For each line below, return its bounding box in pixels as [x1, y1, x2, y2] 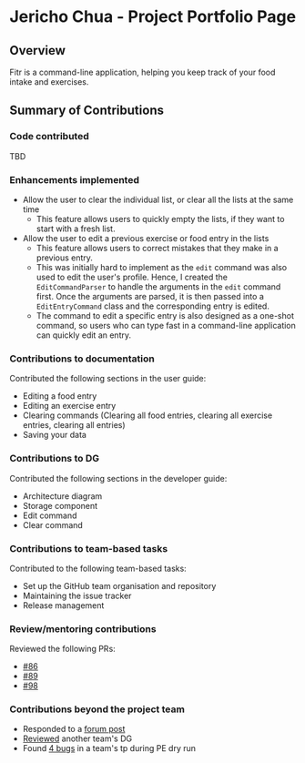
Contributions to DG [9, 453, 100, 465]
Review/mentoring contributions [9, 622, 157, 635]
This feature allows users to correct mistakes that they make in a [36, 242, 280, 253]
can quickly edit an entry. [36, 330, 132, 341]
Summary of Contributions [9, 103, 164, 118]
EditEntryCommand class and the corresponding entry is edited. [36, 300, 270, 311]
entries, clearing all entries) [22, 420, 126, 431]
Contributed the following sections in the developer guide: [9, 473, 228, 483]
